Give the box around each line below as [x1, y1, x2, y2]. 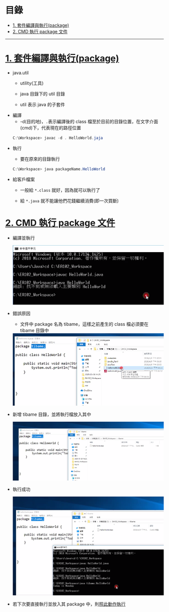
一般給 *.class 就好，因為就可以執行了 [20, 187, 101, 193]
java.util [12, 69, 29, 75]
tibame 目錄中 [20, 328, 49, 334]
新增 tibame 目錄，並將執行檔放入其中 [12, 411, 92, 418]
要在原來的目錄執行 [20, 156, 60, 162]
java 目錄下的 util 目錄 [20, 91, 65, 97]
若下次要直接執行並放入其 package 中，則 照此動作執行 [12, 601, 126, 607]
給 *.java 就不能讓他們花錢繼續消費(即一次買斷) [20, 197, 119, 204]
